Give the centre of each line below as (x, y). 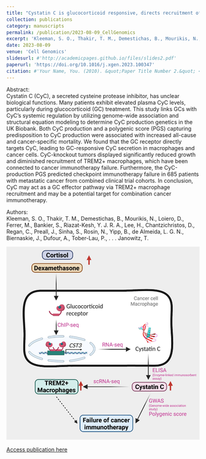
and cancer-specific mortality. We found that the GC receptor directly (94, 142)
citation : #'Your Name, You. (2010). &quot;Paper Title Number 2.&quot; (101, 71)
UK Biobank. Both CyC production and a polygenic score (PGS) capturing (99, 128)
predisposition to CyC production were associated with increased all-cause (101, 135)
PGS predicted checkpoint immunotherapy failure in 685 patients (117, 174)
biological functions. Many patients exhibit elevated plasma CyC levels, (96, 102)
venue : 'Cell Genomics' (37, 52)
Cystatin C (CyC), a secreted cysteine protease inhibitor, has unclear (93, 96)
